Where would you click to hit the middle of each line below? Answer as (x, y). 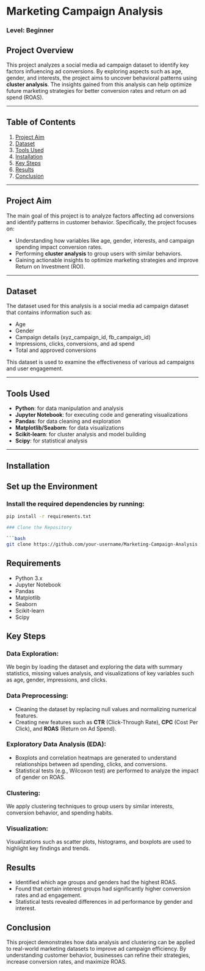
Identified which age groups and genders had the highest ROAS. (96, 882)
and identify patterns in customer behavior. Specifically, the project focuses (102, 222)
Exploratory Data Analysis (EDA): (56, 744)
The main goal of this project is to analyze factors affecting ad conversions (100, 216)
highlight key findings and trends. (48, 848)
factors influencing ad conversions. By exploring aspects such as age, (95, 71)
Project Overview (40, 50)
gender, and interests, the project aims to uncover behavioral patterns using (102, 78)
